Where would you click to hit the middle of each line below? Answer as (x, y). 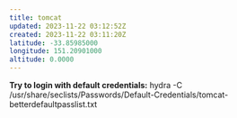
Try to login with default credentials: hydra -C (96, 85)
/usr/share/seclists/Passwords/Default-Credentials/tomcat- (119, 95)
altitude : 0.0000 (42, 59)
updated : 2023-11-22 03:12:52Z (68, 26)
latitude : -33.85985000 (54, 43)
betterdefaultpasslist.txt (53, 104)
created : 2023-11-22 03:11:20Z (68, 34)
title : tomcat (36, 18)
